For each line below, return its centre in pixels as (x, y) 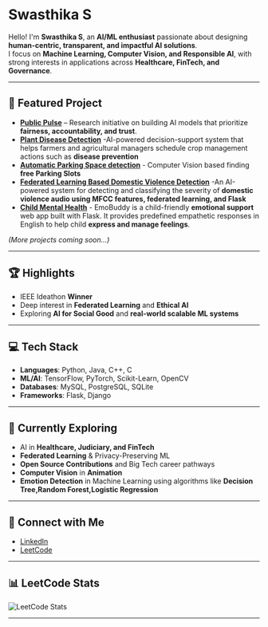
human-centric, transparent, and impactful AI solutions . (103, 45)
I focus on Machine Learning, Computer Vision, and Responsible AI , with (130, 53)
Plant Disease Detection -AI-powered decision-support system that (132, 139)
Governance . (30, 70)
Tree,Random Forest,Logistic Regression (89, 490)
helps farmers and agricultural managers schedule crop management (134, 148)
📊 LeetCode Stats (54, 584)
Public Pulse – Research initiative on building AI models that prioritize (134, 122)
